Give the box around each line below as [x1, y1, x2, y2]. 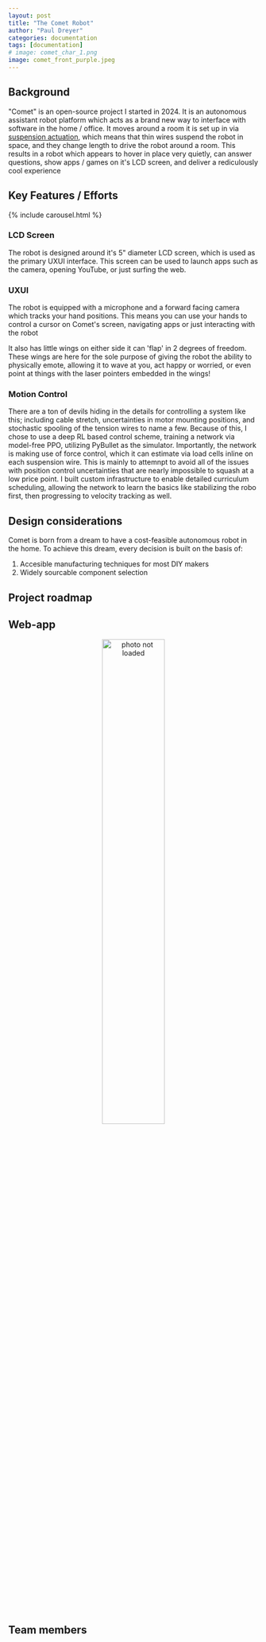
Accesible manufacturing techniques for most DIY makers [19, 559, 209, 569]
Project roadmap [8, 590, 93, 605]
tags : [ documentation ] [8, 41, 83, 49]
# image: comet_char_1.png [8, 49, 98, 56]
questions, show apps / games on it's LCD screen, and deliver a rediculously [8, 157, 259, 167]
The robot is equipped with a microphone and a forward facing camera [8, 303, 240, 313]
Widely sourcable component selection [19, 568, 148, 578]
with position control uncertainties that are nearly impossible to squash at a [8, 466, 254, 476]
